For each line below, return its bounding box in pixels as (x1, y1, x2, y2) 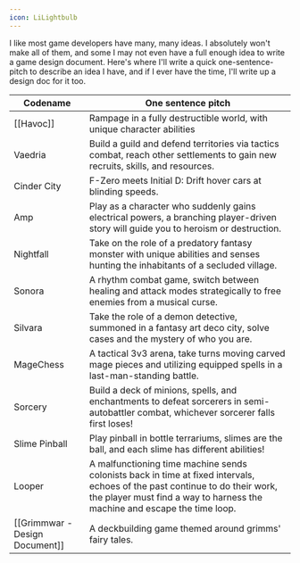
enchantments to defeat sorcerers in (88, 394, 242, 407)
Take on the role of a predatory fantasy (88, 236, 253, 249)
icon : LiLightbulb (9, 12, 78, 22)
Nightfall (13, 247, 49, 260)
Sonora (13, 285, 45, 297)
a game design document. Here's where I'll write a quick (9, 56, 217, 67)
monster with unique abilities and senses (88, 247, 261, 260)
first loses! (88, 417, 134, 429)
